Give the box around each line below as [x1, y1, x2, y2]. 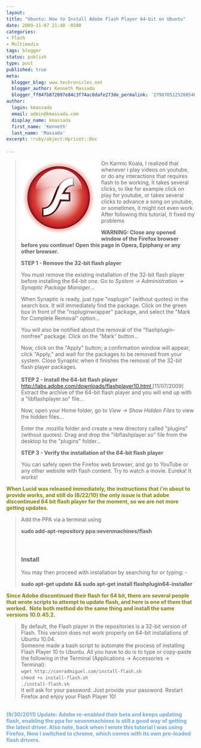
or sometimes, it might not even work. [100, 205, 194, 211]
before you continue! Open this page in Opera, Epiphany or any [20, 242, 181, 248]
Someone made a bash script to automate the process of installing [20, 642, 185, 649]
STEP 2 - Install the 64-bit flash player [20, 376, 118, 383]
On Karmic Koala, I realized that [100, 160, 179, 167]
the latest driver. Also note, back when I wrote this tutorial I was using [6, 723, 183, 731]
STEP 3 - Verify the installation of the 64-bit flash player [20, 449, 163, 456]
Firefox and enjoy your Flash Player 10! [20, 693, 117, 700]
